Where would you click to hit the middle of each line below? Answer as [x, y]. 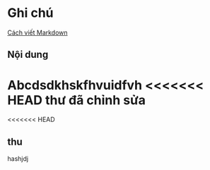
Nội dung [28, 55]
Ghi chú [31, 13]
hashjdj [18, 159]
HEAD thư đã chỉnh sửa [77, 100]
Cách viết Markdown [38, 32]
